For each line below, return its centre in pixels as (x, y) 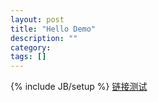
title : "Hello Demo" (53, 29)
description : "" (44, 38)
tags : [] (28, 57)
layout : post (37, 19)
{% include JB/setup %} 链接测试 (79, 87)
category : (31, 47)
